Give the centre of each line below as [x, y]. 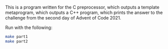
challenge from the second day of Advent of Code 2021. [63, 18]
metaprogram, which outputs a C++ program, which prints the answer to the [84, 12]
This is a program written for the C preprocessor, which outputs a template [82, 7]
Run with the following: [29, 27]
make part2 [17, 41]
